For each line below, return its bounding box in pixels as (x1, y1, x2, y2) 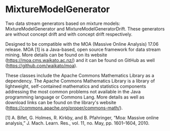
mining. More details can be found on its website (5, 52, 107, 58)
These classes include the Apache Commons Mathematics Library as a (5, 72, 154, 78)
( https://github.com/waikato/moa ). (5, 62, 77, 69)
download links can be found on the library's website (5, 99, 117, 105)
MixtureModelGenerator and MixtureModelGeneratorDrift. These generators (5, 25, 165, 31)
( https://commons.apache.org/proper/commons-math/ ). (5, 105, 123, 111)
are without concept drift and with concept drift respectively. (5, 31, 132, 37)
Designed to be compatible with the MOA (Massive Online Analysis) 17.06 (5, 41, 159, 47)
